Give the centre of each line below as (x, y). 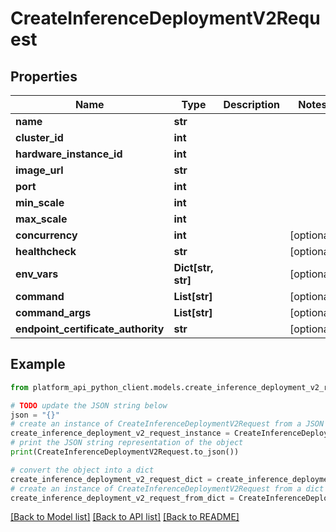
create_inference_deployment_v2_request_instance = (120, 433)
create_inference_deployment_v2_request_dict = (111, 479)
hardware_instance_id (69, 154)
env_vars (37, 274)
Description (251, 104)
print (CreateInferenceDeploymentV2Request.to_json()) (125, 452)
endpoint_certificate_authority (90, 329)
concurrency (46, 235)
